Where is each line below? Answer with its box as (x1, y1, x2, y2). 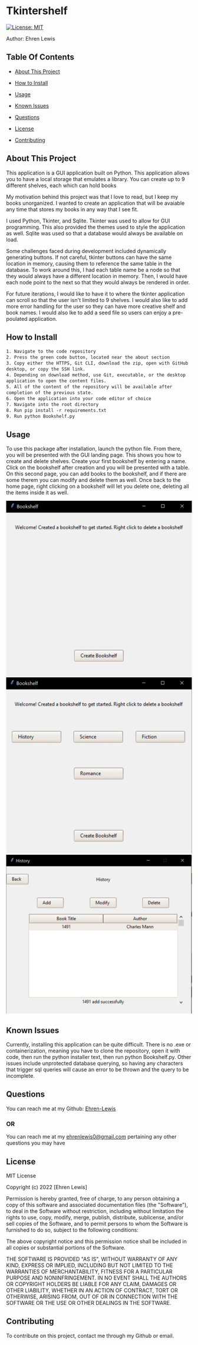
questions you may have (6, 1140, 65, 1147)
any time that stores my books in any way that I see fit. (6, 205, 138, 213)
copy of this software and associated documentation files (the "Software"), (6, 1201, 189, 1208)
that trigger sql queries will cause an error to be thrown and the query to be (6, 1066, 190, 1073)
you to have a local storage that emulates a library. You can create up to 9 (6, 175, 185, 182)
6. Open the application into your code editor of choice (6, 396, 151, 402)
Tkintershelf (6, 4, 68, 18)
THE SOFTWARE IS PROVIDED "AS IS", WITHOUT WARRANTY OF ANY (6, 1255, 178, 1262)
